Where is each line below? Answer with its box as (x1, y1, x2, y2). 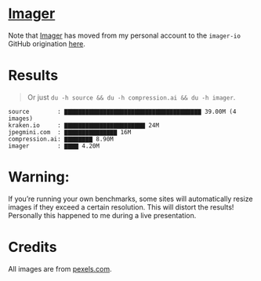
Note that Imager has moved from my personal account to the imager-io (8, 31, 241, 40)
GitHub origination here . (8, 38, 86, 48)
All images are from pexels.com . (8, 264, 112, 273)
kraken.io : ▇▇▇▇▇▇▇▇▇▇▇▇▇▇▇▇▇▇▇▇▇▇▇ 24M (8, 121, 159, 130)
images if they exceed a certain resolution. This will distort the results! (8, 202, 234, 212)
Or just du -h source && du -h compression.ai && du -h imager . (27, 92, 236, 102)
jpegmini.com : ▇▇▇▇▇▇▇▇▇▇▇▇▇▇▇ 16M (8, 128, 132, 136)
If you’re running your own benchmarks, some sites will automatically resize (8, 194, 253, 203)
